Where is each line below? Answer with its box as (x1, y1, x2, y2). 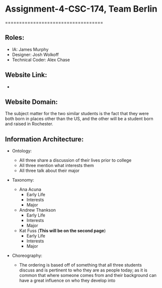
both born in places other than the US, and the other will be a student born (5, 116, 153, 122)
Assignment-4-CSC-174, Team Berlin (5, 3, 158, 15)
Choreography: (12, 253, 43, 258)
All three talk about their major (19, 168, 80, 173)
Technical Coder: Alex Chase (12, 57, 70, 63)
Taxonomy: (12, 177, 35, 183)
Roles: (5, 34, 25, 42)
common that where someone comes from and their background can (19, 272, 157, 278)
